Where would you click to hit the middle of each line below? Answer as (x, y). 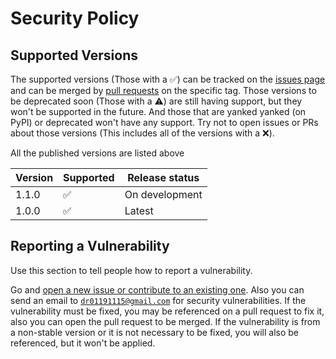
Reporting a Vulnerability (90, 246)
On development (163, 194)
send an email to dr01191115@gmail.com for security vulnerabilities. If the (158, 300)
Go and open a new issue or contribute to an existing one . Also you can (157, 289)
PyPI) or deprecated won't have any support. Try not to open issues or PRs (164, 122)
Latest (139, 210)
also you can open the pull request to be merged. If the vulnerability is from (165, 321)
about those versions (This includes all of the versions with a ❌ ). (142, 133)
